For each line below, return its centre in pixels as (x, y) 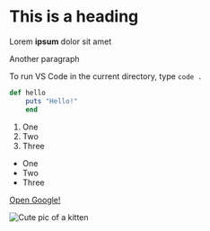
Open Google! (35, 200)
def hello (28, 93)
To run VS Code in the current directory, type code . (106, 76)
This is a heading (74, 17)
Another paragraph (44, 58)
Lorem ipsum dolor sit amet (61, 41)
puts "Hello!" (52, 101)
